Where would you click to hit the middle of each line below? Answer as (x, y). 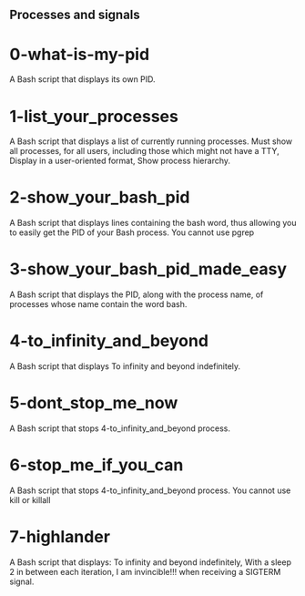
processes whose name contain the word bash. (98, 304)
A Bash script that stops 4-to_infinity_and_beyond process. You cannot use (150, 490)
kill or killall (30, 499)
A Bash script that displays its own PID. (83, 79)
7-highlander (60, 537)
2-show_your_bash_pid (100, 197)
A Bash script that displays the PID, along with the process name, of (137, 294)
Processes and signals (75, 15)
